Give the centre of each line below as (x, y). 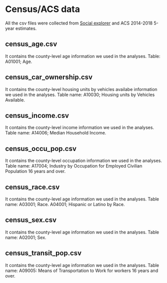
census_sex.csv (31, 220)
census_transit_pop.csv (43, 253)
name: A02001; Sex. (26, 237)
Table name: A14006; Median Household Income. (56, 133)
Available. (15, 100)
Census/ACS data (43, 9)
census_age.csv (31, 44)
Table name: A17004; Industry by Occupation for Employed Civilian (74, 166)
